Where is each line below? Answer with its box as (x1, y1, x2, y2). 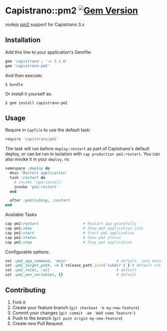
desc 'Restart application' (9, 171, 68, 176)
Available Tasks (5, 212, 37, 218)
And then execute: (5, 72, 43, 78)
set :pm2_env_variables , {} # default (5, 272, 137, 277)
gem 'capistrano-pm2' (5, 63, 50, 68)
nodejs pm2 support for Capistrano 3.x (5, 21, 84, 27)
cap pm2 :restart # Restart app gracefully (5, 221, 137, 226)
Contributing (5, 286, 46, 295)
